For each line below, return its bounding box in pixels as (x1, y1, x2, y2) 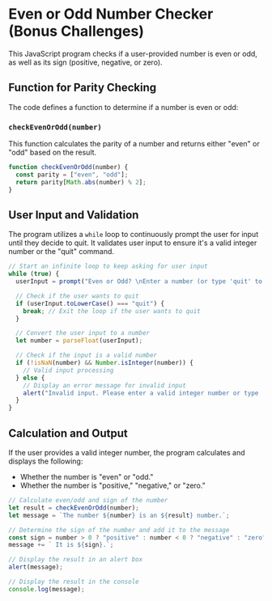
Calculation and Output (8, 426, 128, 440)
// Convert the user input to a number (15, 329, 151, 337)
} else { (15, 374, 45, 382)
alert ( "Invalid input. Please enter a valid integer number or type (23, 389, 259, 397)
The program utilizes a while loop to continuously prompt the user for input (8, 230, 259, 239)
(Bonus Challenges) (8, 22, 144, 40)
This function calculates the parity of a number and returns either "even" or (8, 139, 261, 149)
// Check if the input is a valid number (15, 351, 158, 360)
